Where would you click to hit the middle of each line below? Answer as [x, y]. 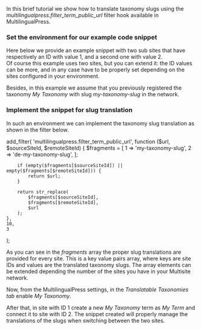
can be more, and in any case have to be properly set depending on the [95, 70]
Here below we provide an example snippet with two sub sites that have [96, 50]
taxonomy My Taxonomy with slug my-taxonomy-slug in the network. [93, 94]
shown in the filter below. [38, 130]
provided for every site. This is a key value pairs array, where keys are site [99, 258]
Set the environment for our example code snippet [82, 37]
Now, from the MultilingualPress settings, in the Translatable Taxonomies [97, 289]
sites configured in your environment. [53, 76]
